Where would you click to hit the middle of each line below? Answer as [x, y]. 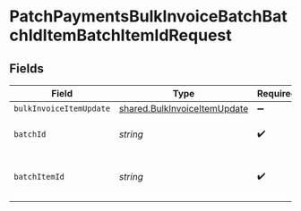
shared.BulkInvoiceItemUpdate [184, 109]
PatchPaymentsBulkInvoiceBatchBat [149, 17]
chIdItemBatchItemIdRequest [120, 35]
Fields [27, 68]
